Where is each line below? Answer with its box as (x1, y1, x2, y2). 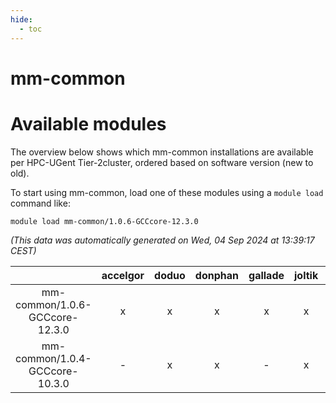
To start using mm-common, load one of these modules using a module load (10, 186, 324, 198)
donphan (194, 268, 240, 282)
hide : (10, 14, 33, 25)
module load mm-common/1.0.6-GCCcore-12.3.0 (10, 216, 199, 226)
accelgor (101, 268, 145, 282)
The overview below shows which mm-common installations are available (10, 146, 314, 158)
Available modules (10, 112, 167, 135)
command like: (10, 197, 71, 209)
